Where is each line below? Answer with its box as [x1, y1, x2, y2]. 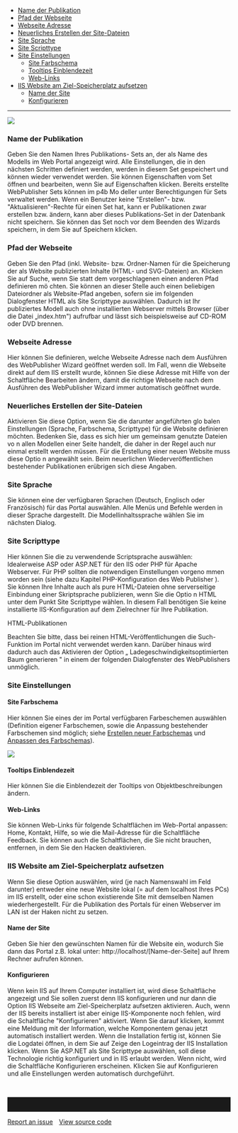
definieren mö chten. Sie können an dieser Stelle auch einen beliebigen [7, 281, 215, 290]
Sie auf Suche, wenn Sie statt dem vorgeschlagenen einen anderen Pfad [7, 274, 219, 283]
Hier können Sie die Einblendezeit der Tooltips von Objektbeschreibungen [7, 782, 223, 790]
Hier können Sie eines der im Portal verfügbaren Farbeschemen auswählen [7, 714, 227, 722]
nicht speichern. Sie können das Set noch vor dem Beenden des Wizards [7, 218, 221, 226]
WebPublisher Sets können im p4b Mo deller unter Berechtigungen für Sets [7, 188, 227, 196]
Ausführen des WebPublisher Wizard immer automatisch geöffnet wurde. [7, 383, 221, 392]
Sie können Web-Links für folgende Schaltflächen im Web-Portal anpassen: [7, 821, 228, 830]
